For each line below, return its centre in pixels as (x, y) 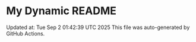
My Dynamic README (61, 11)
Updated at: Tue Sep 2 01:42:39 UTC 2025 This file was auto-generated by (98, 27)
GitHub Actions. (26, 33)
